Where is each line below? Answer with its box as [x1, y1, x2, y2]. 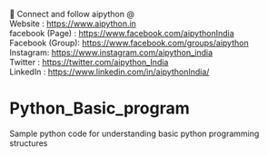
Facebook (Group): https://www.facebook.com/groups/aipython [9, 37, 249, 48]
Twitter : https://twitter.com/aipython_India [9, 57, 169, 67]
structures [9, 137, 48, 149]
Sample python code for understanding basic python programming [9, 128, 260, 139]
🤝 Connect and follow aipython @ [9, 9, 134, 19]
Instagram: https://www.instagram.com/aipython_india [9, 47, 213, 58]
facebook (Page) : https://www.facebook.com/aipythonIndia [9, 28, 234, 38]
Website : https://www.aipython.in [9, 18, 136, 29]
